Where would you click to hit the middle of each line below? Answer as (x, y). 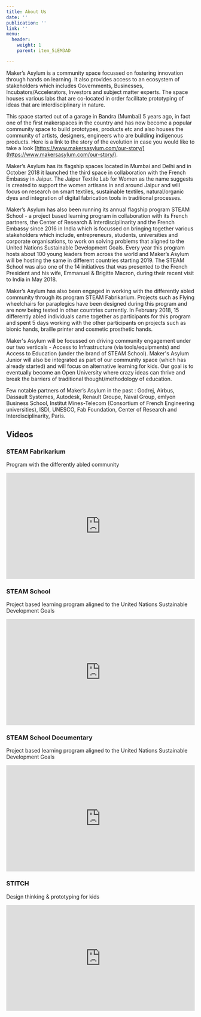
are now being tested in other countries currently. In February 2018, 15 (93, 310)
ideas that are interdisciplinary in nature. (56, 105)
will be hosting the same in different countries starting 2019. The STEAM (95, 260)
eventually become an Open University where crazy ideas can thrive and (96, 372)
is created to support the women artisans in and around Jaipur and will (93, 185)
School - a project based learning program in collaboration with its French (97, 215)
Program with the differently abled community (63, 465)
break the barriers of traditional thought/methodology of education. (89, 379)
